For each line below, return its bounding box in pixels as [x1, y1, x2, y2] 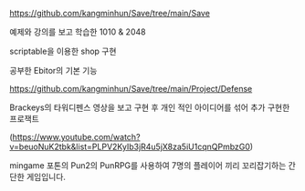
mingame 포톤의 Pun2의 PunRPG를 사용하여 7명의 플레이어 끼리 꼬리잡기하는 [9, 160, 287, 171]
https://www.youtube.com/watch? [12, 132, 141, 142]
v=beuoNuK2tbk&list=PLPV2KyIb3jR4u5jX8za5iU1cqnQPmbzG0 [9, 141, 251, 152]
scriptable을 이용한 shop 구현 [9, 45, 117, 56]
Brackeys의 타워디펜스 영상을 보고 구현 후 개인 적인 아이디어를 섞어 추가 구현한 [9, 102, 290, 113]
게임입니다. [26, 172, 67, 182]
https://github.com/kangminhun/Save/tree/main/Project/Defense [9, 84, 253, 94]
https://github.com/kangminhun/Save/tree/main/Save [9, 8, 210, 18]
